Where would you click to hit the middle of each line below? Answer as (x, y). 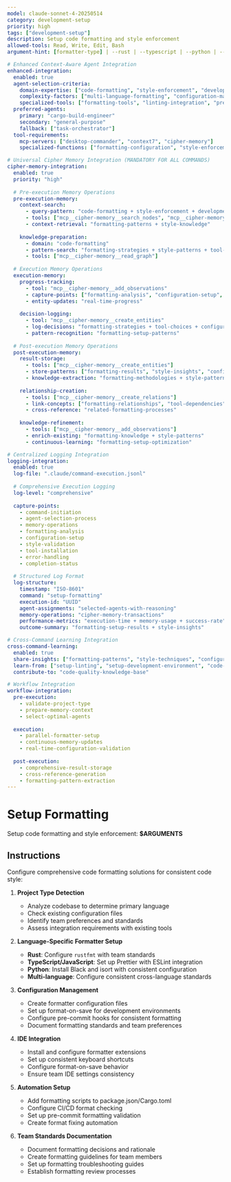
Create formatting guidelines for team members (95, 1156)
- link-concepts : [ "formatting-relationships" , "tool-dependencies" (125, 404)
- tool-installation (49, 551)
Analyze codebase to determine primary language (98, 906)
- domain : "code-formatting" (67, 243)
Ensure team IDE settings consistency (81, 1074)
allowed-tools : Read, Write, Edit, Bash (66, 45)
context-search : (43, 205)
